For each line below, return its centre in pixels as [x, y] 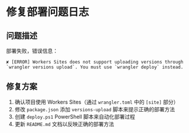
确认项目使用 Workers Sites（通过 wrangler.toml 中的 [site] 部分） [97, 102]
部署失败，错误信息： [32, 51]
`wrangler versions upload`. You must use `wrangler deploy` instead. [95, 67]
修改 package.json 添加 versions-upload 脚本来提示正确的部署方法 [95, 109]
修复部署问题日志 [48, 12]
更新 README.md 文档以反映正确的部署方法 [64, 124]
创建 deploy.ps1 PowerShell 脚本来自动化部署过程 [75, 117]
